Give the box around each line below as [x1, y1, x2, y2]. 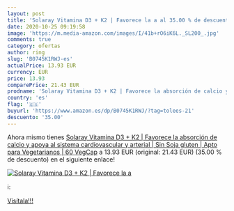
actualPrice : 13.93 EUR [7, 62, 77, 69]
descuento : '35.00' [7, 114, 64, 120]
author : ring [7, 49, 45, 56]
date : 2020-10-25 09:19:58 [7, 23, 86, 30]
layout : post [7, 10, 45, 17]
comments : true [7, 36, 52, 43]
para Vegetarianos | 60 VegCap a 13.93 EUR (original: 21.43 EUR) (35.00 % [7, 148, 222, 156]
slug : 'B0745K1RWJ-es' [7, 56, 73, 63]
